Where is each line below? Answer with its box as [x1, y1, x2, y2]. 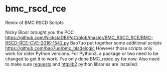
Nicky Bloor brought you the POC [5, 29, 74, 35]
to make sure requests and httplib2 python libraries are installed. [5, 61, 138, 67]
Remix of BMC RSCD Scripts [5, 19, 64, 25]
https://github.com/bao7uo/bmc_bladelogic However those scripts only [5, 45, 153, 51]
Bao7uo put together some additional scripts [70, 39, 162, 45]
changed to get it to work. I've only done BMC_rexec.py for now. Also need [5, 55, 160, 61]
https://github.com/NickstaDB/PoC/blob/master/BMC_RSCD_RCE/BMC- [5, 34, 153, 40]
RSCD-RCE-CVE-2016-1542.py [5, 39, 69, 45]
